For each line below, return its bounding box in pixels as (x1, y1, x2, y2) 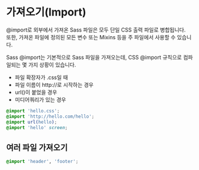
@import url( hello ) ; (6, 119, 58, 125)
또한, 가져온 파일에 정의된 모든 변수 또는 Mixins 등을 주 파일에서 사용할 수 (6, 33, 176, 40)
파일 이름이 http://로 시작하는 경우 (14, 81, 94, 88)
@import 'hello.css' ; (6, 108, 60, 114)
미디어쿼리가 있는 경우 (14, 96, 67, 103)
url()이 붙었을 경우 (14, 89, 58, 96)
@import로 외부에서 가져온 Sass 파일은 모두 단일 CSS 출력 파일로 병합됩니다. (6, 26, 186, 33)
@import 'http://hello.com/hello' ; (6, 114, 95, 119)
